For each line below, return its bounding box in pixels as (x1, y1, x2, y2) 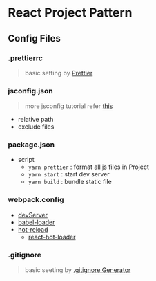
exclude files (17, 123, 55, 131)
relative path (17, 116, 54, 124)
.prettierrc (8, 53, 43, 63)
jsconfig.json (8, 86, 54, 96)
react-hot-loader (28, 233, 76, 241)
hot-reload (17, 225, 48, 233)
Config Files (8, 33, 61, 44)
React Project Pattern (8, 5, 133, 21)
